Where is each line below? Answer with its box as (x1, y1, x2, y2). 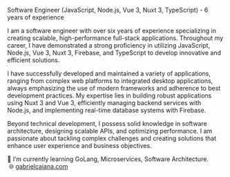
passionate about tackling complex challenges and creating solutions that (7, 134, 216, 142)
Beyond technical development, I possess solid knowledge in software (7, 120, 207, 127)
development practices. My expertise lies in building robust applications (7, 91, 212, 100)
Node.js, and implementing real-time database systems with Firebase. (7, 106, 207, 114)
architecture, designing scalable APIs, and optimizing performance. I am (7, 127, 213, 135)
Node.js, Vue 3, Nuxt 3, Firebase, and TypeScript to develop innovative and (7, 48, 221, 57)
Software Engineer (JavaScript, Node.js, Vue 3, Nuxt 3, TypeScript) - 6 (7, 6, 209, 14)
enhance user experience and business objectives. (7, 142, 152, 149)
